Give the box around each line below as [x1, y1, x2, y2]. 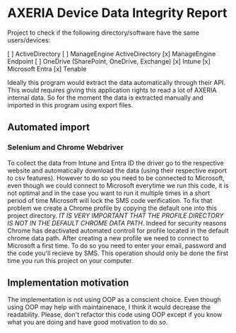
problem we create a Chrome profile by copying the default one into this [7, 204, 218, 212]
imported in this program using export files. [7, 100, 134, 109]
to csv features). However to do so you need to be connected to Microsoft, [7, 173, 225, 182]
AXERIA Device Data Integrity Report [7, 5, 228, 21]
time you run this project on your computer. [7, 256, 134, 264]
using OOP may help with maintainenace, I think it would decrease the [7, 303, 211, 312]
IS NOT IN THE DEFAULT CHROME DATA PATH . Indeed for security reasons [7, 218, 227, 227]
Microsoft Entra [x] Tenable [7, 64, 87, 73]
